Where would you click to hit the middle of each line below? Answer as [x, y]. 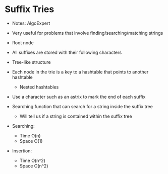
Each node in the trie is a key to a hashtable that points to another [80, 72]
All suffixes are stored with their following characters [67, 52]
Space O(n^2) [34, 166]
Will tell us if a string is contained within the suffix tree [76, 116]
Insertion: [22, 151]
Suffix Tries [30, 9]
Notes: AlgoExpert [31, 23]
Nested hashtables [39, 87]
